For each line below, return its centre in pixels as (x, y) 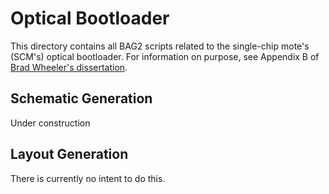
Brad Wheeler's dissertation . (69, 67)
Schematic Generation (81, 98)
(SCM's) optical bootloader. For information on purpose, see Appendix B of (165, 56)
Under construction (50, 123)
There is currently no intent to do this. (88, 178)
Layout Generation (69, 154)
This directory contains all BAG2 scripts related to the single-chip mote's (160, 46)
